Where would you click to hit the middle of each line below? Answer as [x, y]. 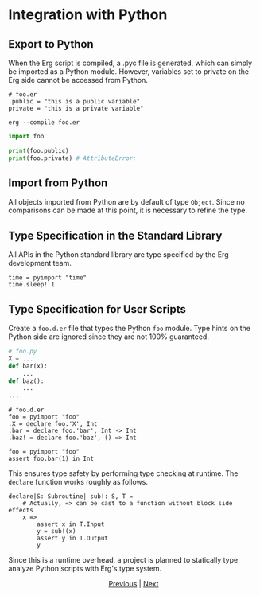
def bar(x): [28, 366]
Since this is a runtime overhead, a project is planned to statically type [123, 560]
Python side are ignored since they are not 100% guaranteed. [109, 337]
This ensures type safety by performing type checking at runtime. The [123, 473]
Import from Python [58, 183]
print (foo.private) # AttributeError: [72, 158]
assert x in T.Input [71, 524]
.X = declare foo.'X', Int [53, 424]
